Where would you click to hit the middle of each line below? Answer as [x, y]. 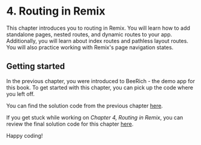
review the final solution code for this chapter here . [70, 124]
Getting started [36, 66]
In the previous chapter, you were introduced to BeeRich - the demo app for [101, 81]
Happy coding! [25, 135]
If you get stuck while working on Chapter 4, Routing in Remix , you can [95, 117]
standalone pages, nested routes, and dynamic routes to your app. [89, 34]
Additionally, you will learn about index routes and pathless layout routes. [97, 41]
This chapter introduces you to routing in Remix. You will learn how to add [98, 28]
